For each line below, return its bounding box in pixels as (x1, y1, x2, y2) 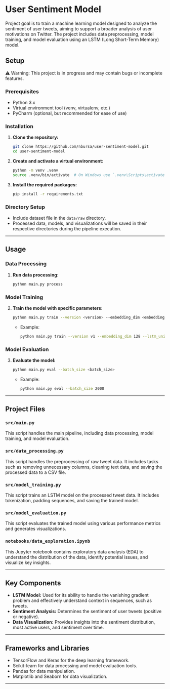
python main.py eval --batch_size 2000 (20, 386, 105, 391)
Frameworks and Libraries (5, 644, 90, 653)
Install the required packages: (12, 181, 77, 188)
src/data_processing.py (5, 448, 64, 454)
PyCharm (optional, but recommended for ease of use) (12, 110, 127, 116)
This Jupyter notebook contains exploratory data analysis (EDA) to (5, 548, 144, 555)
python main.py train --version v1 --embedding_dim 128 (20, 334, 141, 339)
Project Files (5, 405, 46, 414)
